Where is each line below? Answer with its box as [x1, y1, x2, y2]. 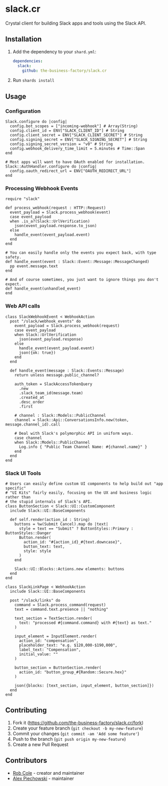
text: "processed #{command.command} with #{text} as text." [18, 620, 152, 626]
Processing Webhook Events [5, 185, 78, 192]
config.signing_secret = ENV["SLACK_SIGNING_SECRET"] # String [10, 137, 147, 143]
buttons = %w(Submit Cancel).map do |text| [14, 521, 109, 527]
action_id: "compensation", [18, 638, 79, 643]
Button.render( [18, 535, 52, 540]
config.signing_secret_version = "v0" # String [10, 142, 113, 147]
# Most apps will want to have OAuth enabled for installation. [5, 159, 145, 165]
